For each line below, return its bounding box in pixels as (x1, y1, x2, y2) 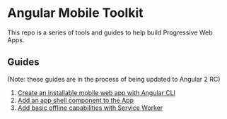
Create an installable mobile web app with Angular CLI (17, 88, 175, 96)
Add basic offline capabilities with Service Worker (17, 104, 163, 112)
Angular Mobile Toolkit (7, 5, 144, 21)
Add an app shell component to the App (17, 96, 134, 104)
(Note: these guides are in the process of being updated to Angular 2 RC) (7, 75, 221, 83)
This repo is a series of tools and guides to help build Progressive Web (7, 28, 214, 37)
